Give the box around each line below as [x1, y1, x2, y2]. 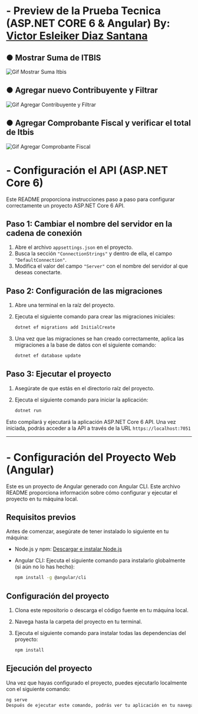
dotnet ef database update [14, 353, 81, 359]
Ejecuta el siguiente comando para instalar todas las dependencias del [14, 630, 186, 637]
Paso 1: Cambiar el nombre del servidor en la [6, 219, 173, 229]
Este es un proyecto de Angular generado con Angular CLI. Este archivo [6, 482, 181, 490]
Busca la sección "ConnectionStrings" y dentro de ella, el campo [14, 250, 173, 257]
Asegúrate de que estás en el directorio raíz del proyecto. [14, 384, 155, 391]
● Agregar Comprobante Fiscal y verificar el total [6, 118, 192, 128]
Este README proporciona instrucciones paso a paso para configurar [6, 196, 175, 203]
